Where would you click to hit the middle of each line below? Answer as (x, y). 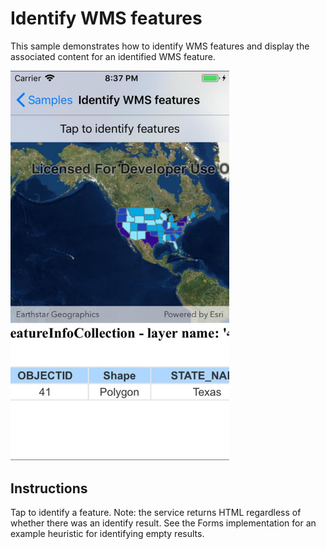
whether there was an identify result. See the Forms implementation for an (163, 523)
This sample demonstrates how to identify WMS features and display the (160, 46)
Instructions (49, 488)
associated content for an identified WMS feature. (113, 56)
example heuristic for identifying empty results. (107, 534)
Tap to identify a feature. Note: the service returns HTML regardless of (156, 513)
